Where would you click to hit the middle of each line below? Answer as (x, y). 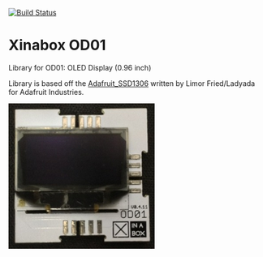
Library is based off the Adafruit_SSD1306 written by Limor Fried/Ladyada (132, 83)
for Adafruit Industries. (46, 92)
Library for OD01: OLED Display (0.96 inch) (80, 67)
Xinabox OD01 (57, 45)
